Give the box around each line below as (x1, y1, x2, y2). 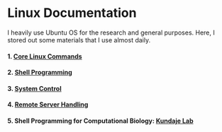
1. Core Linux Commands (7, 52, 83, 61)
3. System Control (7, 84, 62, 92)
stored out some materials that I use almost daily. (7, 35, 151, 44)
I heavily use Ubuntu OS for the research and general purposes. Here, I (7, 28, 215, 37)
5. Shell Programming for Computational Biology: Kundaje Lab (7, 116, 194, 125)
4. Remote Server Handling (7, 100, 89, 109)
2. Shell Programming (7, 68, 72, 77)
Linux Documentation (7, 5, 137, 21)
